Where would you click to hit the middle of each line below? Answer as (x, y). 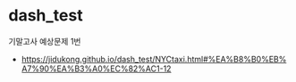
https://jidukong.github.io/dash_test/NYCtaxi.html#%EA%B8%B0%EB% (154, 59)
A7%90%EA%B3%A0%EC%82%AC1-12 (96, 69)
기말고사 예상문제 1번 (45, 41)
